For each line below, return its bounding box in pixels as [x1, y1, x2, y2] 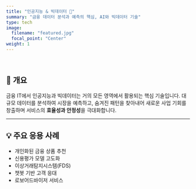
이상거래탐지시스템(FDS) [14, 162, 71, 169]
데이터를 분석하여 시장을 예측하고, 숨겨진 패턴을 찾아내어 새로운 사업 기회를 [16, 99, 187, 106]
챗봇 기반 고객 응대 [14, 169, 57, 176]
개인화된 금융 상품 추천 [14, 147, 66, 155]
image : [6, 24, 22, 31]
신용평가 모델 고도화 [14, 155, 60, 162]
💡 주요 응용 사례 [6, 131, 60, 141]
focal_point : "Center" [11, 36, 66, 41]
